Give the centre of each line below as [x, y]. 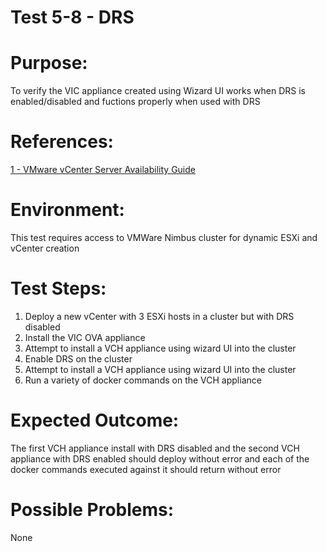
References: [62, 142]
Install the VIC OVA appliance [85, 337]
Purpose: [49, 63]
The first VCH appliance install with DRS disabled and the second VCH [155, 448]
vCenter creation [45, 248]
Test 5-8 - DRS [72, 17]
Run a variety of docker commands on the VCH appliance [143, 380]
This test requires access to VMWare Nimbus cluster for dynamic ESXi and [164, 237]
